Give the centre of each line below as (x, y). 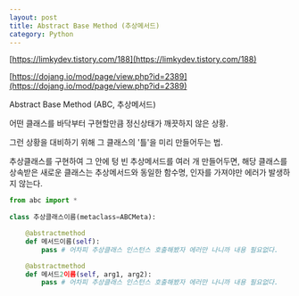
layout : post (33, 17)
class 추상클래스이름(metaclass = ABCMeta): (83, 218)
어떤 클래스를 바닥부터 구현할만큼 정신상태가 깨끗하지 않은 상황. (119, 123)
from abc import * (43, 201)
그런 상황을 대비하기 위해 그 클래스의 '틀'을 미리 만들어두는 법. (116, 143)
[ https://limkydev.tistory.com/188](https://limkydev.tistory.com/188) (133, 60)
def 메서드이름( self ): (63, 242)
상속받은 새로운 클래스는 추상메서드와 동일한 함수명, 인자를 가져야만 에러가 (138, 173)
